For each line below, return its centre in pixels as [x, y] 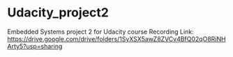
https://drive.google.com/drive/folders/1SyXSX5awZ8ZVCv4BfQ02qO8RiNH [116, 38]
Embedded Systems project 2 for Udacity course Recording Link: [100, 32]
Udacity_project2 [58, 13]
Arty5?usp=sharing [35, 46]
